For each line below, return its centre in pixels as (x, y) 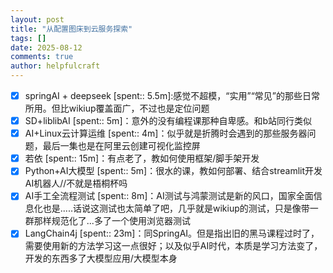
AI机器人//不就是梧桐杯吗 (76, 183)
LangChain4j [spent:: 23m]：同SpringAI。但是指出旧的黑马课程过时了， (172, 233)
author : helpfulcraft (55, 66)
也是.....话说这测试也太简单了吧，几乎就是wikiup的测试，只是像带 (176, 208)
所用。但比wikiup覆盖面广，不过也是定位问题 (117, 108)
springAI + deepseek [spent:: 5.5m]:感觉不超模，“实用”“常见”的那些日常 (172, 95)
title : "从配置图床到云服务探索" (71, 29)
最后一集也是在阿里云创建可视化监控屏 (121, 146)
